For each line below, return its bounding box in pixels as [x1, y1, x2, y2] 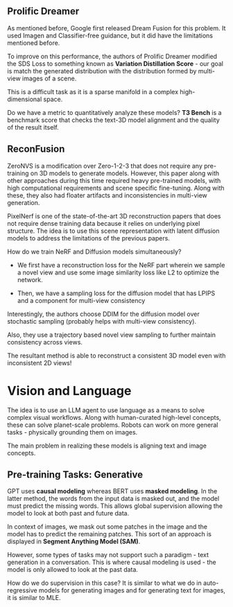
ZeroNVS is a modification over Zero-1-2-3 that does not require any [7, 161, 203, 170]
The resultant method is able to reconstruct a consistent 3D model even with [7, 351, 226, 360]
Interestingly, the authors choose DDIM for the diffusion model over [7, 310, 200, 318]
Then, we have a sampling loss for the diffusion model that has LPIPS [17, 289, 216, 297]
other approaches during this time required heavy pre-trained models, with [7, 176, 221, 184]
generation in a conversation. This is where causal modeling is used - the [7, 558, 216, 567]
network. [17, 275, 43, 283]
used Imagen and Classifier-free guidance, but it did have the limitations [7, 31, 214, 39]
